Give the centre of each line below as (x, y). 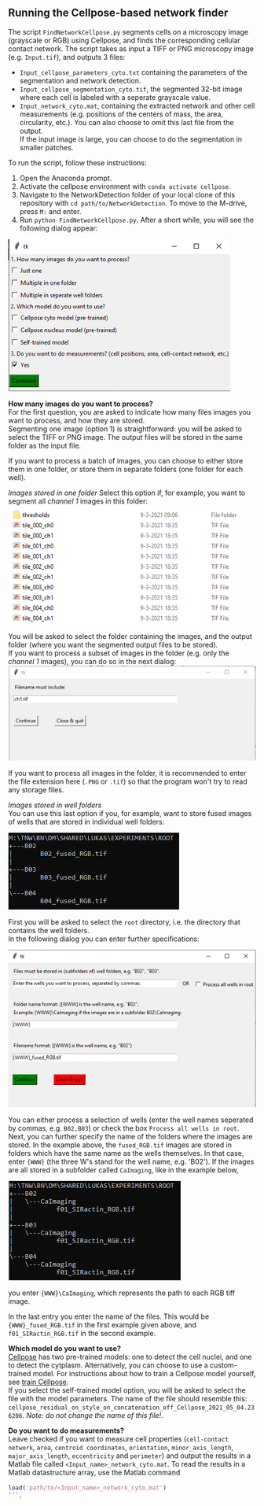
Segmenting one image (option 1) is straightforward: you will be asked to (125, 429)
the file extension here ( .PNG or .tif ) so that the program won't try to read (128, 781)
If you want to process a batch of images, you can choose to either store (126, 460)
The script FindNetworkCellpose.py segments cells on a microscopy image (128, 31)
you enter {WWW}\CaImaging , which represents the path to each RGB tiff (122, 1293)
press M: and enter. (50, 211)
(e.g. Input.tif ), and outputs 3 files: (67, 57)
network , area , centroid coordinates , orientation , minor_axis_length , (121, 1447)
